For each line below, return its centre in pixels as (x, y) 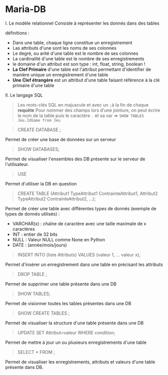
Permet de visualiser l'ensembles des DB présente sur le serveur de (75, 159)
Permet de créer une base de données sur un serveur (61, 139)
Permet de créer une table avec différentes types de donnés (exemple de (81, 208)
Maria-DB (26, 9)
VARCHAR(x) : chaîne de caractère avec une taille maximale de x (79, 223)
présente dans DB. (24, 367)
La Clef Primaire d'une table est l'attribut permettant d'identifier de (82, 69)
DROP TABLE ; (32, 274)
